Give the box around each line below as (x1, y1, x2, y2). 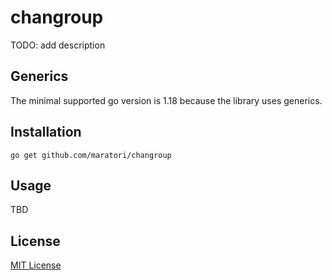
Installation (10, 124, 82, 141)
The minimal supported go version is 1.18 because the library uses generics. (10, 94, 323, 106)
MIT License (10, 259, 62, 271)
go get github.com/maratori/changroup (10, 150, 172, 160)
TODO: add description (10, 39, 106, 51)
